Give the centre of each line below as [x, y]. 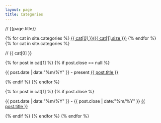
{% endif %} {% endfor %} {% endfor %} [47, 116]
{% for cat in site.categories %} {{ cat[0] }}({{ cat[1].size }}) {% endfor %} [81, 38]
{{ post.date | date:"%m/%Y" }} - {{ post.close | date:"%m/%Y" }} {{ [75, 101]
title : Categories [24, 14]
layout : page [19, 10]
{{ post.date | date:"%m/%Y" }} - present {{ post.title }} [62, 72]
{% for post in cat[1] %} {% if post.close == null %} [58, 62]
